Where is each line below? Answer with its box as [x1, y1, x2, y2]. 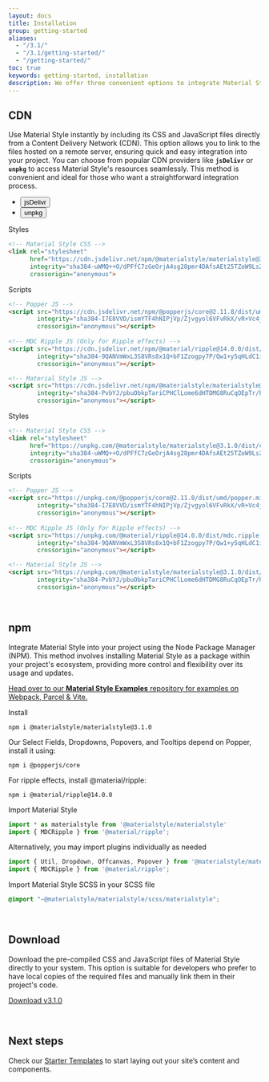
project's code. [8, 980, 58, 990]
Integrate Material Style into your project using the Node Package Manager [8, 642, 256, 652]
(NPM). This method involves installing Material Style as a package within [8, 651, 251, 661]
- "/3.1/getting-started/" [15, 49, 106, 57]
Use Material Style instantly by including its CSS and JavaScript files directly [8, 130, 260, 140]
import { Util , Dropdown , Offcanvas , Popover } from [8, 858, 188, 866]
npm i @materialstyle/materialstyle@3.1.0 [8, 723, 152, 731]
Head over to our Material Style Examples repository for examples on [8, 683, 239, 693]
